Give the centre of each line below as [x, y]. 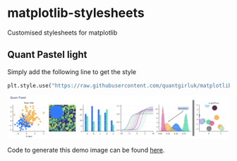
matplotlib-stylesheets [76, 13]
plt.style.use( [30, 85]
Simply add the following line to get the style [72, 71]
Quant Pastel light [47, 55]
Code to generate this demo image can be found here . [86, 150]
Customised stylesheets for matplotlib [62, 32]
